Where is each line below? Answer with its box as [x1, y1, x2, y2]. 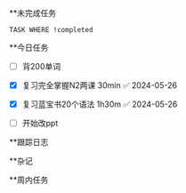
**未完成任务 [9, 8, 57, 18]
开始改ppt [21, 118, 59, 129]
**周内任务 [9, 174, 49, 185]
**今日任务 [9, 43, 49, 52]
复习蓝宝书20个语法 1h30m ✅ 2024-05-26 [21, 99, 178, 109]
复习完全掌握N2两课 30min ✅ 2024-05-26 [21, 80, 178, 91]
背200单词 [21, 61, 61, 71]
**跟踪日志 [9, 137, 49, 148]
